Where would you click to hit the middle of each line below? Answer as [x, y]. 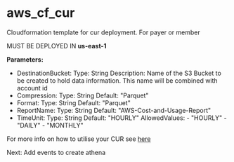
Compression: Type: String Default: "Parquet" [83, 95]
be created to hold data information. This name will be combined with [117, 80]
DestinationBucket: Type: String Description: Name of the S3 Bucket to [119, 73]
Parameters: [25, 59]
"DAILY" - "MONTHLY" [50, 125]
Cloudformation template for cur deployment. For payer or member [104, 32]
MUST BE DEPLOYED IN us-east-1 [57, 46]
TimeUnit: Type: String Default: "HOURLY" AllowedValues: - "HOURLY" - [122, 118]
